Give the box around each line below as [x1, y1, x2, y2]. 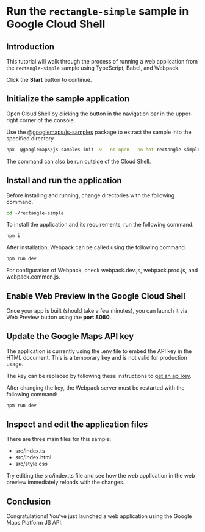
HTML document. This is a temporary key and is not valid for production [6, 354, 187, 361]
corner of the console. [19, 116, 76, 123]
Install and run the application [6, 175, 122, 186]
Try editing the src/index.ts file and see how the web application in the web [6, 472, 195, 479]
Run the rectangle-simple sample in [6, 4, 189, 18]
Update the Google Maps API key [6, 331, 134, 341]
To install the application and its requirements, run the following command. [6, 221, 194, 228]
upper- [175, 110, 193, 117]
